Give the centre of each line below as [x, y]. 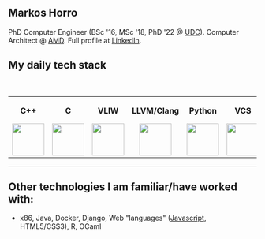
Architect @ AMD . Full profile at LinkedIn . [75, 40]
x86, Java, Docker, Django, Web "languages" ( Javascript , [113, 218]
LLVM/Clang [156, 110]
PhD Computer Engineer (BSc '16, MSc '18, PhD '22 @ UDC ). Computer [123, 32]
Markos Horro [43, 13]
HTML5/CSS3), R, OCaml [60, 226]
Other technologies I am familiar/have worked [123, 187]
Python [203, 110]
